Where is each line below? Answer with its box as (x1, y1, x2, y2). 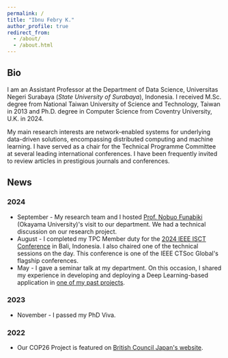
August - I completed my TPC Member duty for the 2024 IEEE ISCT (16, 234, 206, 243)
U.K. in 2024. (7, 114, 44, 123)
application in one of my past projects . (16, 278, 125, 286)
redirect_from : (7, 29, 51, 36)
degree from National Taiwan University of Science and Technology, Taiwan (7, 100, 220, 108)
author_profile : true (7, 23, 69, 29)
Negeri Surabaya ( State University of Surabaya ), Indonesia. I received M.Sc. (7, 92, 222, 101)
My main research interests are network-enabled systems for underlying (7, 127, 211, 136)
